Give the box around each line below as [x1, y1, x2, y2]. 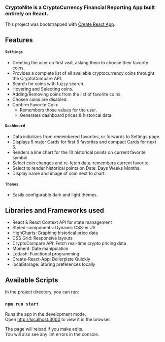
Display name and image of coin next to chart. [12, 170, 106, 177]
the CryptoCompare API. [12, 75, 63, 81]
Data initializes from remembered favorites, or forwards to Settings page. [12, 134, 161, 140]
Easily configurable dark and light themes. [12, 192, 98, 198]
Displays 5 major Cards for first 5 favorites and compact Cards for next [12, 139, 156, 145]
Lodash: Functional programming [12, 251, 80, 257]
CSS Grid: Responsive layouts [12, 235, 73, 241]
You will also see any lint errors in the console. [5, 331, 99, 338]
